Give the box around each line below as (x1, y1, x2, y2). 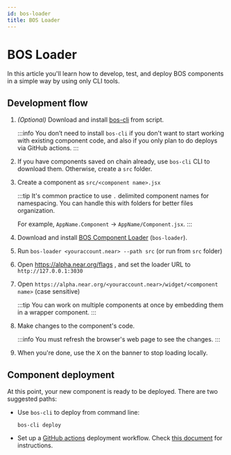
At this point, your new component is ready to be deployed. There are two (7, 388, 219, 396)
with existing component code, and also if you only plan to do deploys (17, 136, 218, 145)
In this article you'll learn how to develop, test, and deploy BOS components (7, 70, 224, 78)
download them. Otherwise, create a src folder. (17, 165, 153, 173)
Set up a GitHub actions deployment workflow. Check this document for (17, 434, 223, 442)
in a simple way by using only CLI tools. (7, 77, 120, 86)
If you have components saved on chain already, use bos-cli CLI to (17, 157, 210, 166)
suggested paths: (7, 394, 58, 404)
